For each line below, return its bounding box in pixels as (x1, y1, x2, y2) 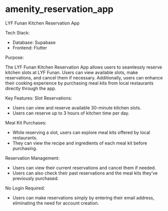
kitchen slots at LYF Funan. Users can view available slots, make (5, 69, 138, 75)
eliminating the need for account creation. (12, 200, 99, 206)
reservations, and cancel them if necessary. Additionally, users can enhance (5, 74, 163, 80)
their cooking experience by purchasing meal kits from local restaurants (5, 80, 154, 86)
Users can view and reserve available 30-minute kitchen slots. (12, 104, 141, 110)
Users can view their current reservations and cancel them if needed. (12, 164, 156, 170)
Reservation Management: (5, 155, 60, 161)
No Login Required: (5, 185, 45, 191)
